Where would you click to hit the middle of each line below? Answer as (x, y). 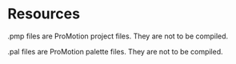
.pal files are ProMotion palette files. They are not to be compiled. (115, 51)
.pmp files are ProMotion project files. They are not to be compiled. (118, 36)
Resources (44, 14)
